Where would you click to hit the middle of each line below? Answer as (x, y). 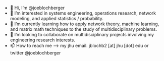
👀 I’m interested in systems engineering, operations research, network (83, 13)
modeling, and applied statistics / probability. (57, 18)
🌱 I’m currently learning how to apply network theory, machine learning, (85, 24)
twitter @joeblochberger (35, 53)
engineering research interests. (43, 40)
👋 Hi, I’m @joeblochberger (37, 8)
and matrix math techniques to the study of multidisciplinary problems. (84, 29)
